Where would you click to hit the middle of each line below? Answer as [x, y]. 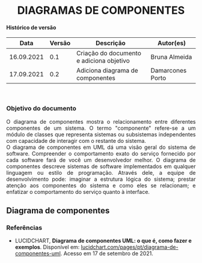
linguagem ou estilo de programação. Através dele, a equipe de [101, 172]
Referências [24, 228]
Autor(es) [172, 43]
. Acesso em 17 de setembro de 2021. [107, 253]
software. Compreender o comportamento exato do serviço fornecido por [101, 153]
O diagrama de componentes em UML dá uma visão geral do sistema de [101, 147]
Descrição [111, 43]
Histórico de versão [31, 27]
